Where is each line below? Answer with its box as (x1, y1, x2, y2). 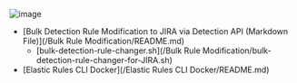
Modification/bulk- (203, 45, 272, 56)
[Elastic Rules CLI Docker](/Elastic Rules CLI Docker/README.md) (22, 64, 270, 75)
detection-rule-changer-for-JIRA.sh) (35, 55, 173, 65)
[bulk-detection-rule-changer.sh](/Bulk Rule (35, 45, 202, 56)
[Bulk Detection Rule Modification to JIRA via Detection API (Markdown (22, 26, 289, 36)
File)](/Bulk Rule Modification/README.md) (22, 36, 184, 46)
